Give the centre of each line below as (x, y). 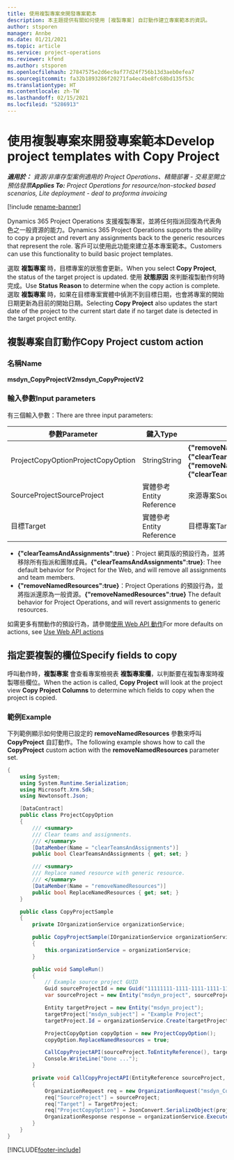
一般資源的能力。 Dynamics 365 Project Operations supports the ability (120, 229)
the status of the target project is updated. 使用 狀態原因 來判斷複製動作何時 (116, 277)
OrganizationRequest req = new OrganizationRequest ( (122, 1091)
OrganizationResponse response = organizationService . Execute (136, 1117)
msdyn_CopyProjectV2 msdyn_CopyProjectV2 (76, 379)
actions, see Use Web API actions (56, 631)
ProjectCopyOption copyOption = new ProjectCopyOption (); (130, 1033)
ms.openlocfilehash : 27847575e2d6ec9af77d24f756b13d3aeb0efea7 (101, 72)
